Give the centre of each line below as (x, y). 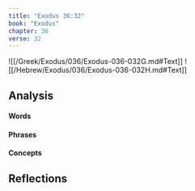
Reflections (38, 178)
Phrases (23, 134)
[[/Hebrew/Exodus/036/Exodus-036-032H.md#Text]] (98, 70)
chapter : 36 (28, 31)
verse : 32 (25, 38)
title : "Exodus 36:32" (47, 16)
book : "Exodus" (34, 23)
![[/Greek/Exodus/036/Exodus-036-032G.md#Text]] (96, 62)
